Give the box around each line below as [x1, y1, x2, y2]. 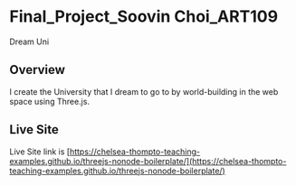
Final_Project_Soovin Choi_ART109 [9, 6, 279, 27]
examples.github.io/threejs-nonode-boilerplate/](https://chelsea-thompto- [9, 155, 287, 166]
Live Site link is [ [9, 146, 71, 157]
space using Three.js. [9, 96, 91, 106]
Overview [9, 62, 66, 78]
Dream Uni [9, 36, 50, 47]
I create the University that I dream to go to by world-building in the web [9, 86, 279, 97]
